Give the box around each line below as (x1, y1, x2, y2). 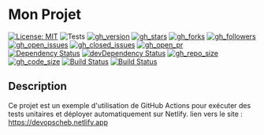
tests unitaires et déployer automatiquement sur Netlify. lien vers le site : (8, 109, 243, 118)
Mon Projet (8, 6, 81, 24)
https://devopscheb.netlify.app (8, 117, 109, 127)
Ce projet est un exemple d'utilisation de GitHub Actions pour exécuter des (8, 100, 251, 110)
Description (8, 80, 67, 93)
